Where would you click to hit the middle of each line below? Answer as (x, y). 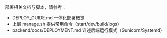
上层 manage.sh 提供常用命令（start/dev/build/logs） (67, 24)
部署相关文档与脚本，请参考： (36, 7)
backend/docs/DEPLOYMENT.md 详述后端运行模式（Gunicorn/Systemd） (88, 30)
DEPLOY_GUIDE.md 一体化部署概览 (48, 18)
